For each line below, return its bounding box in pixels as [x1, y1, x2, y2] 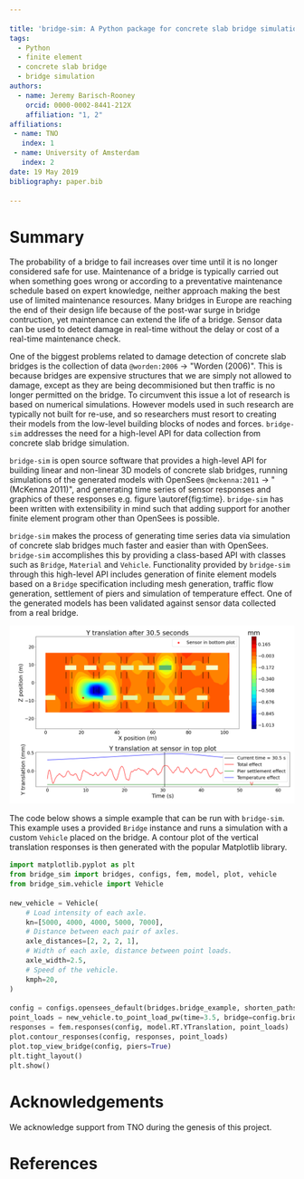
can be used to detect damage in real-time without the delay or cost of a [9, 324, 280, 335]
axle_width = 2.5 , [25, 956, 88, 965]
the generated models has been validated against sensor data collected [9, 598, 277, 609]
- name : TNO [13, 129, 59, 139]
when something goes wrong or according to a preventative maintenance [9, 276, 283, 287]
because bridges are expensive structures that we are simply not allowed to [9, 370, 292, 381]
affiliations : [9, 120, 63, 129]
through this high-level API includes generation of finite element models [9, 569, 278, 580]
